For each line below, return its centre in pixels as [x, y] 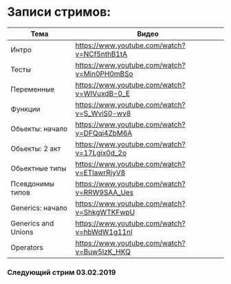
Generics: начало [39, 208]
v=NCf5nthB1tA [101, 54]
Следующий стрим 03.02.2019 [62, 272]
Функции [25, 109]
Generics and [32, 223]
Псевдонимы [33, 184]
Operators [27, 247]
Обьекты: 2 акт [36, 149]
